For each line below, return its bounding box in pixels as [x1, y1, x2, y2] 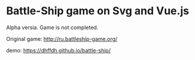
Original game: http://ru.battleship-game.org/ [6, 35, 118, 42]
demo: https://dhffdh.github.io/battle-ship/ [6, 46, 111, 54]
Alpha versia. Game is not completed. [6, 24, 99, 31]
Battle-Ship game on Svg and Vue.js [6, 4, 190, 18]
